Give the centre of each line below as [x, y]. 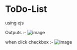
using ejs [14, 23]
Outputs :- [16, 32]
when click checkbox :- [29, 42]
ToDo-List [26, 9]
